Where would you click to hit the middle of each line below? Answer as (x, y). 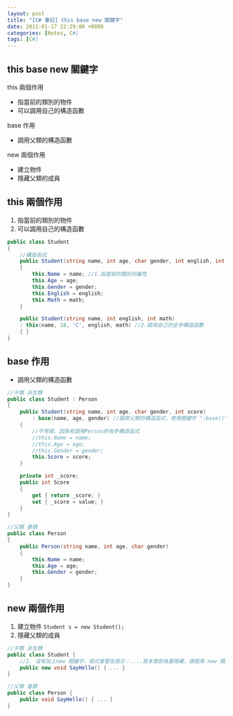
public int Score (45, 482)
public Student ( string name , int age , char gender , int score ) (113, 412)
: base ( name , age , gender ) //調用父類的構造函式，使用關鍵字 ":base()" (130, 419)
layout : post (26, 14)
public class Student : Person (52, 399)
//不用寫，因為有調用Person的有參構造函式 (86, 431)
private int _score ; (49, 476)
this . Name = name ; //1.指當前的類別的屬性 (89, 274)
